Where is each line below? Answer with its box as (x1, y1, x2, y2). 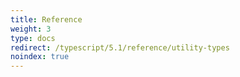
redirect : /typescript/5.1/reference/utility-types (10, 42, 230, 53)
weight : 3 (10, 24, 52, 34)
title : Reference (10, 14, 83, 25)
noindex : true (10, 52, 70, 62)
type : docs (10, 33, 56, 43)
